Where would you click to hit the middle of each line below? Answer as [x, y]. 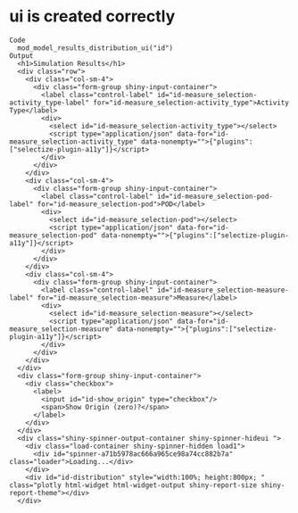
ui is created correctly [92, 17]
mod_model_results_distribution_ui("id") [95, 48]
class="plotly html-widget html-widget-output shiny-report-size [133, 485]
